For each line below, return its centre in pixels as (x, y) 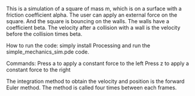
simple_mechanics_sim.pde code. (48, 52)
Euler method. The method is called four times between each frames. (92, 88)
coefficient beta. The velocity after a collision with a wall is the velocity (93, 27)
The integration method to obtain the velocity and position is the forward (95, 81)
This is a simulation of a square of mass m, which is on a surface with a (94, 9)
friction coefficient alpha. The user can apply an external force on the (92, 15)
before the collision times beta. (44, 34)
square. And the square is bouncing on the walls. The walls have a (88, 21)
